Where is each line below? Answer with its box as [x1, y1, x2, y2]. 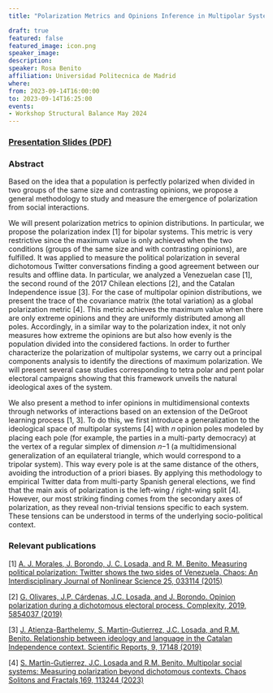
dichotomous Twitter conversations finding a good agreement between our [8, 262, 260, 271]
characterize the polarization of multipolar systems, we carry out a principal [8, 348, 262, 357]
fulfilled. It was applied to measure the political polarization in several [8, 253, 240, 262]
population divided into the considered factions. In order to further [8, 339, 230, 349]
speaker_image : [8, 50, 60, 58]
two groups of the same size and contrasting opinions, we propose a [8, 185, 238, 195]
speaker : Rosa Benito [8, 64, 82, 73]
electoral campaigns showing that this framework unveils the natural [8, 374, 237, 383]
